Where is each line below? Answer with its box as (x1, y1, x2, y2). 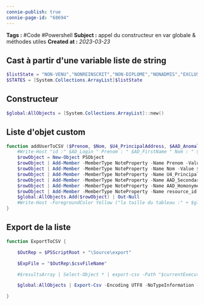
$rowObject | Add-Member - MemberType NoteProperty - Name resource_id (17, 188, 197, 195)
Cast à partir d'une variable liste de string (6, 55, 167, 66)
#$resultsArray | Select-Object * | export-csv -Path (17, 272, 156, 278)
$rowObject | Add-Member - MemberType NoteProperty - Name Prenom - (17, 160, 189, 166)
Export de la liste (6, 222, 71, 233)
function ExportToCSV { (6, 238, 67, 244)
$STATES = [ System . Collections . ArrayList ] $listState (6, 77, 143, 83)
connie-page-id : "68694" (6, 15, 69, 21)
